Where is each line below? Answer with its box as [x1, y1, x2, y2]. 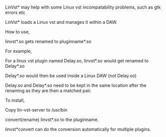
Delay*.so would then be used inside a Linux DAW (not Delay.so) [5, 73, 137, 79]
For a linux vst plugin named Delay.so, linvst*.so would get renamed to [5, 58, 149, 64]
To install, [5, 97, 25, 103]
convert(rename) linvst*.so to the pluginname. [5, 117, 99, 123]
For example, [5, 48, 32, 54]
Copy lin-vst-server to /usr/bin [5, 107, 68, 113]
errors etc [5, 9, 26, 15]
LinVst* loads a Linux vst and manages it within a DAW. [5, 19, 118, 25]
